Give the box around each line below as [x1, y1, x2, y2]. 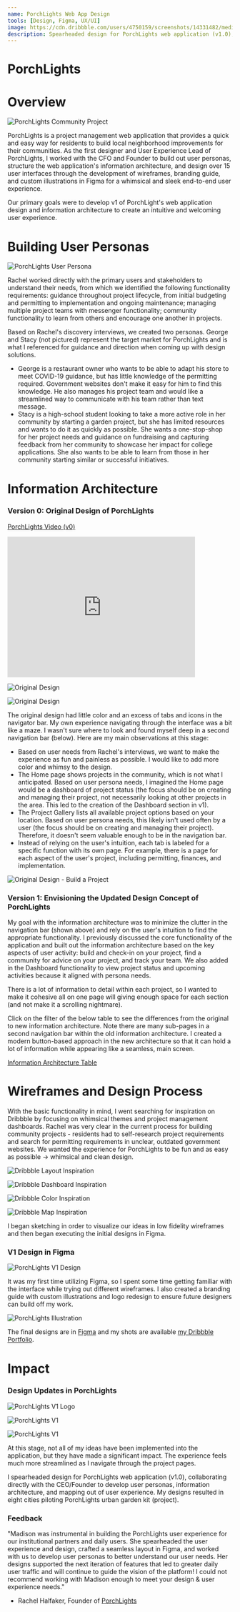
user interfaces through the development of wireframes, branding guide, [7, 169, 221, 178]
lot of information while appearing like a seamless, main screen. [7, 1045, 195, 1053]
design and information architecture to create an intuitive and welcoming [7, 206, 221, 214]
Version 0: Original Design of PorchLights [7, 506, 154, 516]
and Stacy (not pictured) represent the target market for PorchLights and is [7, 335, 228, 344]
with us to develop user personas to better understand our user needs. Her [7, 1552, 229, 1561]
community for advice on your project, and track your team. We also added [7, 956, 229, 965]
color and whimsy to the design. [17, 762, 113, 771]
